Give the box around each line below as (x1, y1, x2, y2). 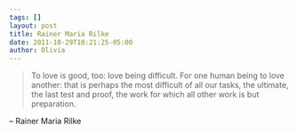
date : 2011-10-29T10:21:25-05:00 (9, 37, 133, 47)
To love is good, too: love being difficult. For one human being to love (30, 70, 285, 81)
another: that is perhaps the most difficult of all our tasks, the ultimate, (30, 80, 289, 90)
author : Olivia (9, 46, 66, 55)
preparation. (30, 98, 76, 109)
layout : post (9, 21, 58, 30)
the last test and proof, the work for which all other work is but (30, 90, 260, 100)
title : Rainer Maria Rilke (9, 29, 109, 38)
